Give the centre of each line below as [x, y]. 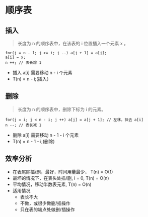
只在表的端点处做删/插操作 [47, 209]
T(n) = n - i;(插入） [32, 79]
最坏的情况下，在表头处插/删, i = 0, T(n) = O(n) [61, 178]
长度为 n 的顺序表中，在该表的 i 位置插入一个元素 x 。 [73, 43]
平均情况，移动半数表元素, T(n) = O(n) [52, 184]
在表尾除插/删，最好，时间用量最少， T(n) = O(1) [63, 172]
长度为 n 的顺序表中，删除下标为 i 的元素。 [62, 109]
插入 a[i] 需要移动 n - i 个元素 [42, 73]
